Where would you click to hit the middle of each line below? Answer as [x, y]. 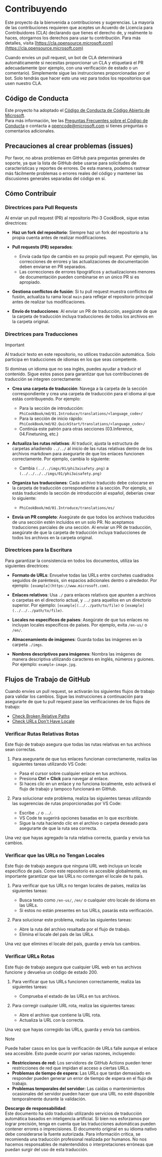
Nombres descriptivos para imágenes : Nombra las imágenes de [77, 654]
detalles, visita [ [21, 43]
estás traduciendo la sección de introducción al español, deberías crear [83, 493]
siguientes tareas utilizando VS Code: [49, 764]
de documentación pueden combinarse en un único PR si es [79, 277]
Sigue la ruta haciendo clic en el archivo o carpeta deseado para [83, 823]
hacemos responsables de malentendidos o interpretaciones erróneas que [79, 1144]
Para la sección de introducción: [51, 408]
